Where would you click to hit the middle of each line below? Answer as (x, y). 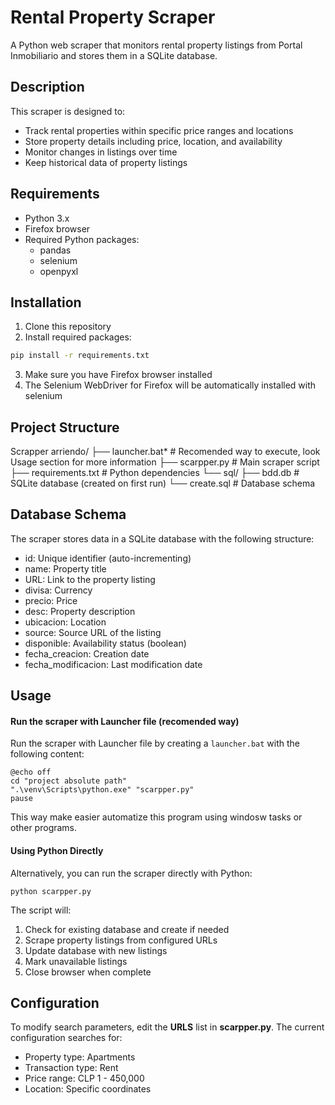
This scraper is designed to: (68, 111)
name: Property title (65, 568)
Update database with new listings (96, 950)
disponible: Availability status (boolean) (105, 643)
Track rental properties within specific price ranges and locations (159, 130)
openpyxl (59, 271)
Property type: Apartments (80, 1057)
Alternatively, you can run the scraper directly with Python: (131, 873)
